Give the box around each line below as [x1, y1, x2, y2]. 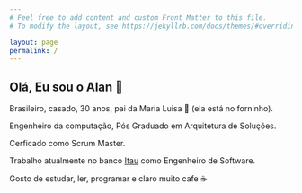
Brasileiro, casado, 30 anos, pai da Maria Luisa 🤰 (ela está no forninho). [9, 103, 274, 114]
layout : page [9, 38, 58, 47]
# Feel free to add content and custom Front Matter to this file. [9, 13, 268, 22]
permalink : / [9, 46, 58, 55]
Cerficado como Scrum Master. [9, 138, 126, 149]
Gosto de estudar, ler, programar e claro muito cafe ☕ [9, 173, 209, 184]
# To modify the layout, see [9, 22, 119, 31]
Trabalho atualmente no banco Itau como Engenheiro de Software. [9, 155, 256, 166]
